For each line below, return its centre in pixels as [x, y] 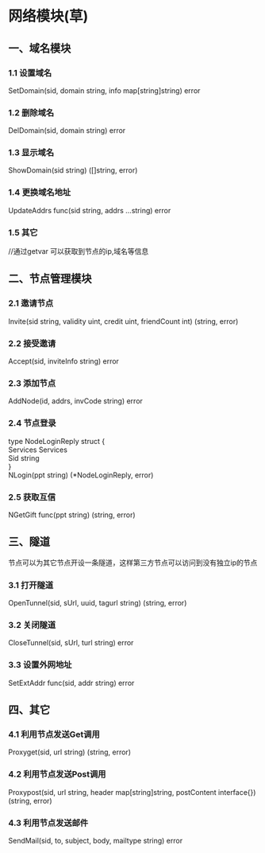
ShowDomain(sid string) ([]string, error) [73, 170]
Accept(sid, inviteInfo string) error [63, 361]
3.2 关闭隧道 [32, 625]
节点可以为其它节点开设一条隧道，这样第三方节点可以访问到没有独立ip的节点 [133, 563]
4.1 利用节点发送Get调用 [54, 734]
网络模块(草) [48, 16]
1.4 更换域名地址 [40, 193]
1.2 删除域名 [31, 112]
